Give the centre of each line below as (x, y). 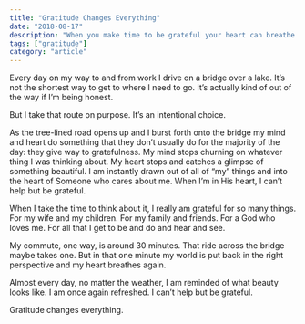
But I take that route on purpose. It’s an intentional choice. (117, 115)
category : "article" (49, 52)
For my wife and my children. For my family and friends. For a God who (142, 218)
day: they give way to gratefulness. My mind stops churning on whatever (146, 152)
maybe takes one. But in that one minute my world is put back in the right (147, 256)
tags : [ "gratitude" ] (49, 43)
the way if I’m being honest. (61, 98)
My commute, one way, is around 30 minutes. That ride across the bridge (147, 246)
